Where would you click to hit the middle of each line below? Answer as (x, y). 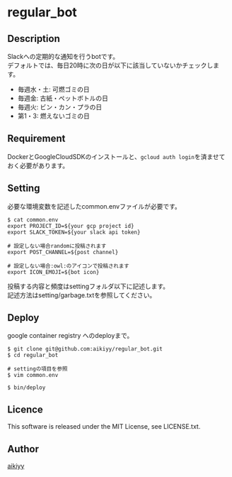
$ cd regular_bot (33, 356)
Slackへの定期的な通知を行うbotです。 (63, 56)
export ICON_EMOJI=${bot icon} (53, 272)
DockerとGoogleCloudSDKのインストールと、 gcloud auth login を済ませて (116, 156)
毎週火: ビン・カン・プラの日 (60, 107)
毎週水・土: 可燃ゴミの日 (53, 89)
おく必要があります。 (38, 165)
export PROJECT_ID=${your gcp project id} (71, 226)
